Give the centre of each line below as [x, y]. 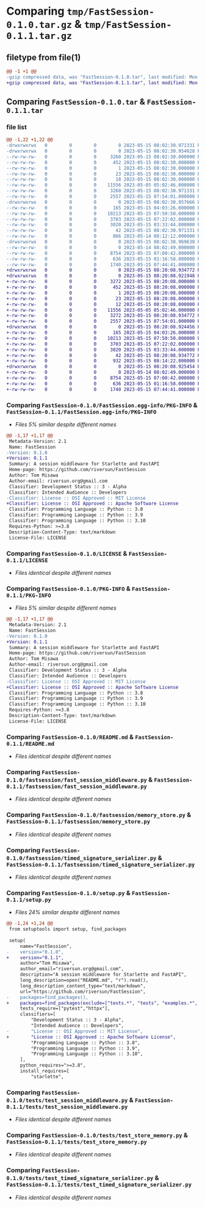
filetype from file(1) [44, 57]
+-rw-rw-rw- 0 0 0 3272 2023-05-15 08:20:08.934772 [101, 315]
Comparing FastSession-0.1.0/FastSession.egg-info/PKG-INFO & [102, 405]
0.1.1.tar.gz [39, 36]
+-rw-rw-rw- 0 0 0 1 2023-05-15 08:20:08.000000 [101, 293]
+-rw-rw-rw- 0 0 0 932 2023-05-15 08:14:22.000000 [101, 361]
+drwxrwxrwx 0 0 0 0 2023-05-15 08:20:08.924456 [101, 327]
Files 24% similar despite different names [67, 912]
